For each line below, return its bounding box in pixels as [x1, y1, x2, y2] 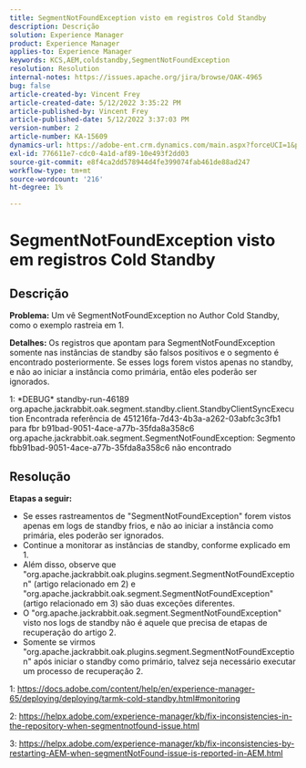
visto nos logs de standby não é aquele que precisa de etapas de [22, 617, 268, 628]
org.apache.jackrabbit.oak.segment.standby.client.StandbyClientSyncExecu [9, 403, 294, 415]
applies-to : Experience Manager [9, 47, 132, 57]
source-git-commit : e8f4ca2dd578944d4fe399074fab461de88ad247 [9, 157, 250, 167]
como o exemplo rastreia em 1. [9, 320, 125, 331]
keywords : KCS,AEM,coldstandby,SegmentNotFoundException [9, 56, 230, 65]
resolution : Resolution [9, 65, 100, 74]
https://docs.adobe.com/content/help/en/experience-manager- [16, 683, 256, 694]
